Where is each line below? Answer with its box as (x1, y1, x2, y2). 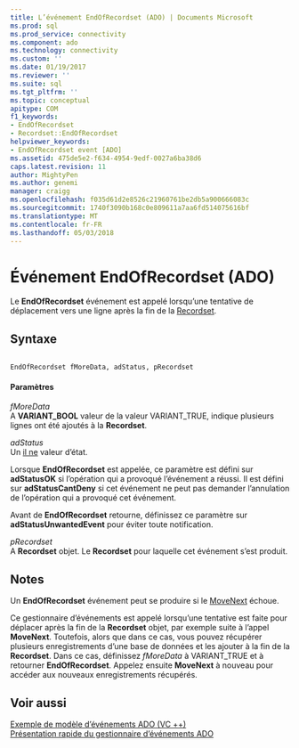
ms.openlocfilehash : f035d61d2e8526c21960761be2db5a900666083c (10, 195, 250, 205)
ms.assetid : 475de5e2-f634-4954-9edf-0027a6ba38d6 (10, 153, 202, 163)
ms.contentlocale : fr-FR (10, 220, 102, 229)
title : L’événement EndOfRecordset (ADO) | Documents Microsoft (10, 12, 254, 22)
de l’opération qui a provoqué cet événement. (10, 492, 177, 503)
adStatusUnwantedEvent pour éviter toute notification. (10, 519, 214, 530)
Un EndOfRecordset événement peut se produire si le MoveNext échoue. (10, 596, 279, 606)
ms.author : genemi (10, 179, 78, 188)
